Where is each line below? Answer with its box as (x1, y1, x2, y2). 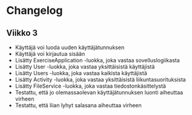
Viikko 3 (6, 28, 38, 38)
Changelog (6, 4, 63, 18)
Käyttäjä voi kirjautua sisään (15, 50, 85, 57)
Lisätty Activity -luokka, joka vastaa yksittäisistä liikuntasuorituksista (15, 76, 186, 83)
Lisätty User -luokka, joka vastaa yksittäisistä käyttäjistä (15, 63, 155, 70)
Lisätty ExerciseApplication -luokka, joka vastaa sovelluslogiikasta (15, 57, 180, 64)
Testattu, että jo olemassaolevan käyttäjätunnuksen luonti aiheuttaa (15, 89, 184, 96)
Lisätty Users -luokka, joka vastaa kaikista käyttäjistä (15, 70, 147, 76)
